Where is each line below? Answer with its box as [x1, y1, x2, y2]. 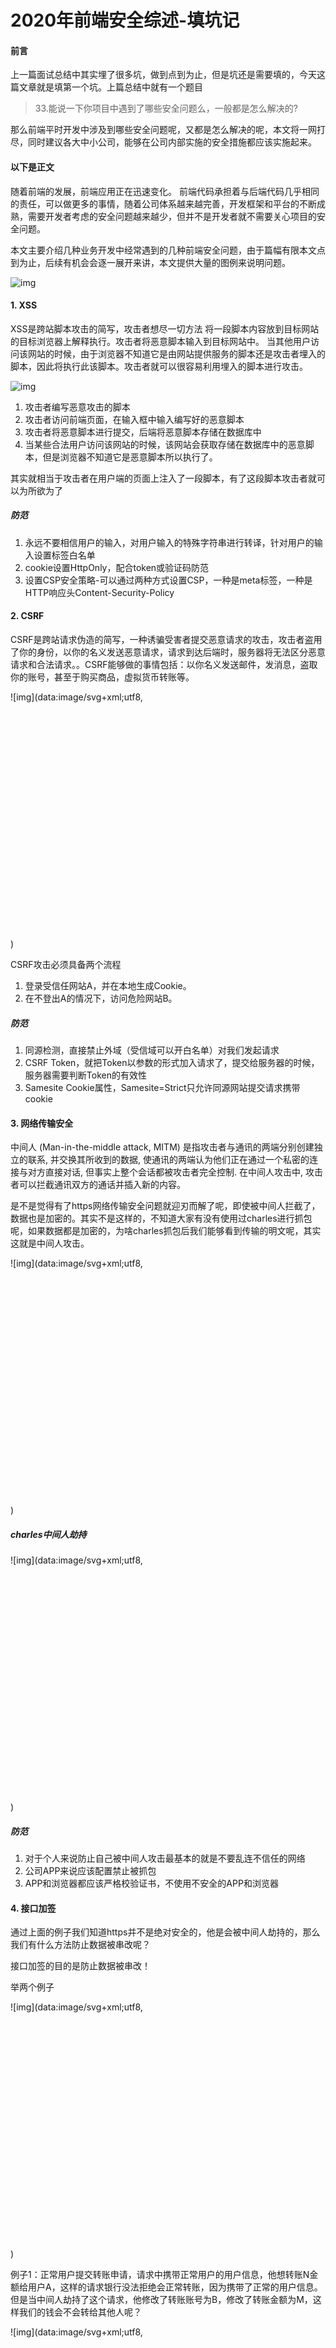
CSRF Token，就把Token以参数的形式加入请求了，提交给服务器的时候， [24, 1056, 320, 1068]
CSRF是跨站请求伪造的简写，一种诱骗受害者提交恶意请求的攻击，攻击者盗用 [10, 633, 323, 645]
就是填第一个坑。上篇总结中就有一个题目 [36, 81, 203, 93]
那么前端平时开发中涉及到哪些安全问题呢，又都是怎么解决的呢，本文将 [10, 124, 300, 136]
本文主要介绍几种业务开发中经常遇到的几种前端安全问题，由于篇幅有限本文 [10, 244, 317, 256]
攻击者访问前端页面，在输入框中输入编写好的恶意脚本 [24, 413, 245, 425]
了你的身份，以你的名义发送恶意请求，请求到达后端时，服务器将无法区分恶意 [10, 646, 326, 658]
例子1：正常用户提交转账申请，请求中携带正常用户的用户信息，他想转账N [10, 2269, 310, 2281]
